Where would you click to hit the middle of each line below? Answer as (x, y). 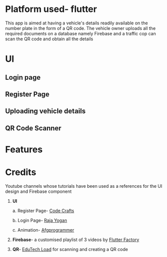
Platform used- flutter (51, 9)
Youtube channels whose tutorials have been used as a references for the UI (84, 186)
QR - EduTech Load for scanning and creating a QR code (70, 249)
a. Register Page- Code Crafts (43, 211)
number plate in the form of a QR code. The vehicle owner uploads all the (81, 28)
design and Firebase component (38, 191)
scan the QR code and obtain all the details (49, 39)
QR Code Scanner (33, 128)
